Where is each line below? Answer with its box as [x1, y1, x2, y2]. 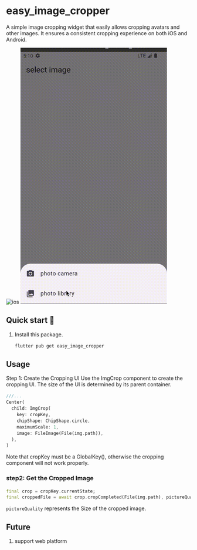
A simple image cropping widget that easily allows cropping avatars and [6, 23, 180, 31]
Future [6, 522, 31, 532]
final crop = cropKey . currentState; [6, 488, 96, 494]
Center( [6, 399, 25, 406]
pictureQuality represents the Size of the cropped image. [6, 505, 147, 512]
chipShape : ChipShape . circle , [16, 418, 91, 424]
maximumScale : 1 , [16, 424, 59, 430]
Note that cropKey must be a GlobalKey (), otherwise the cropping [6, 453, 164, 460]
